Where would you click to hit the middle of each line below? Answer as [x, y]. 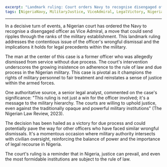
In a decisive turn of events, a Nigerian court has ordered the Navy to [76, 26]
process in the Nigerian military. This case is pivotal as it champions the [79, 72]
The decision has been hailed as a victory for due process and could [75, 123]
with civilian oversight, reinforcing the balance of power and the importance [83, 139]
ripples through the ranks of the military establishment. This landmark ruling [83, 36]
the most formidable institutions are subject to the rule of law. [68, 159]
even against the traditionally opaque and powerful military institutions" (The [83, 108]
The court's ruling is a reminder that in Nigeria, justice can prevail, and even [83, 154]
